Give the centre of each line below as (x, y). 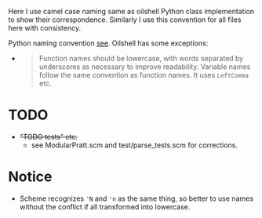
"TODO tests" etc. (49, 136)
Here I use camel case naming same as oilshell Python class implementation (131, 11)
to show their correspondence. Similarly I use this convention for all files (125, 20)
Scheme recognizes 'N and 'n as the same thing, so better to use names (136, 198)
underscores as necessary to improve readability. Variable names (145, 67)
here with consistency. (44, 28)
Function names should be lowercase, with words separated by (141, 58)
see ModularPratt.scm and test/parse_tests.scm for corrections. (134, 145)
